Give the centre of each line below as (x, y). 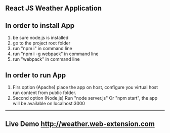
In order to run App (36, 75)
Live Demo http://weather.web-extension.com (80, 124)
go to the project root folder (41, 43)
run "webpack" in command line (46, 59)
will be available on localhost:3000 (49, 104)
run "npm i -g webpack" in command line (55, 54)
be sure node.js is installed (40, 38)
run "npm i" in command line (42, 49)
